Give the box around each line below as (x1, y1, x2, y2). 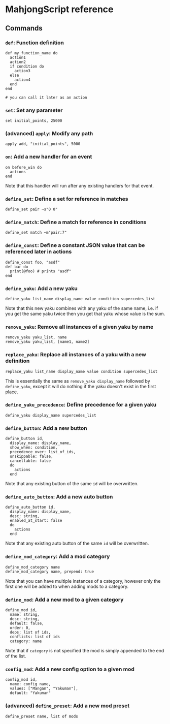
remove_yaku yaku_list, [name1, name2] (5, 339, 90, 344)
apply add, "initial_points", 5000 (5, 141, 81, 147)
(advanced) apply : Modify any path (5, 130, 93, 137)
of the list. (5, 653, 26, 659)
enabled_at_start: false (10, 518, 62, 523)
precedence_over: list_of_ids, (10, 450, 76, 455)
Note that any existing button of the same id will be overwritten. (5, 481, 139, 487)
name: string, (10, 612, 40, 617)
